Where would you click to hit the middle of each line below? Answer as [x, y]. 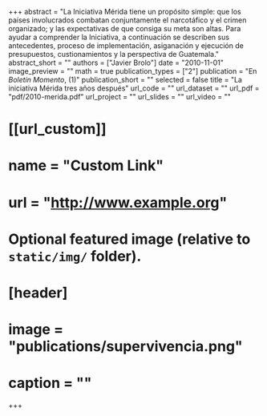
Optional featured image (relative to [129, 239]
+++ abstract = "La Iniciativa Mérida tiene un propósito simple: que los [125, 12]
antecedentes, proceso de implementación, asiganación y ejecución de [126, 46]
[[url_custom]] [57, 129]
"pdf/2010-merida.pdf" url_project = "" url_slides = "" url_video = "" [119, 97]
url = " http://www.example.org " [118, 202]
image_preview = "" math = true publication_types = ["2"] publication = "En [133, 71]
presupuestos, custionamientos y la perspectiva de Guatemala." [113, 54]
